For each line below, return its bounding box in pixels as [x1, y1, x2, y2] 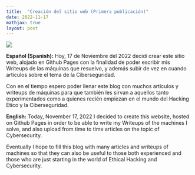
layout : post [6, 25, 38, 31]
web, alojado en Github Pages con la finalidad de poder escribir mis [6, 59, 170, 66]
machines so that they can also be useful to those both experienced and [6, 150, 181, 157]
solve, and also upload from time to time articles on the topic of [6, 125, 160, 133]
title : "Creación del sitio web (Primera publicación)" [6, 8, 149, 15]
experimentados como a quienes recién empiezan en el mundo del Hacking [6, 95, 190, 102]
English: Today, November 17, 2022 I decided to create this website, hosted [6, 113, 190, 120]
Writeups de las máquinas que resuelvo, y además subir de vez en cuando [6, 65, 187, 72]
